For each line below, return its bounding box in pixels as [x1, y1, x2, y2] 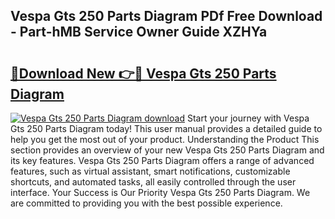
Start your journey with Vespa [186, 112, 310, 124]
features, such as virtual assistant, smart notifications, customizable [10, 165, 291, 177]
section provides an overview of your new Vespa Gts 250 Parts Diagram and [10, 144, 325, 156]
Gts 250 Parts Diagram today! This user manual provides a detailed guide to [10, 123, 323, 134]
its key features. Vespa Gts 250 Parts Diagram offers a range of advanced [10, 155, 315, 166]
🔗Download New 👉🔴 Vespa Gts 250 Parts [10, 65, 277, 82]
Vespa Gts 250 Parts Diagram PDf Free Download [10, 8, 323, 25]
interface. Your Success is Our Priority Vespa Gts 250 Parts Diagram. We [10, 187, 311, 198]
